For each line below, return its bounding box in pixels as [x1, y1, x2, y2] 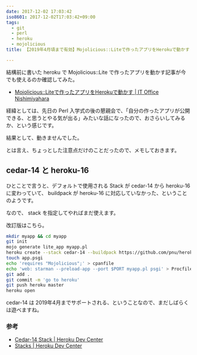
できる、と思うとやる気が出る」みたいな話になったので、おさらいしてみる [6, 114, 186, 121]
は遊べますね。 [6, 306, 42, 313]
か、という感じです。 [6, 121, 57, 129]
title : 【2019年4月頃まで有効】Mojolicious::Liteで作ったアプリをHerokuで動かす [6, 47, 190, 53]
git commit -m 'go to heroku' [6, 277, 80, 283]
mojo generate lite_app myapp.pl [6, 244, 88, 250]
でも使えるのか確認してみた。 [6, 76, 78, 83]
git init [6, 238, 28, 245]
